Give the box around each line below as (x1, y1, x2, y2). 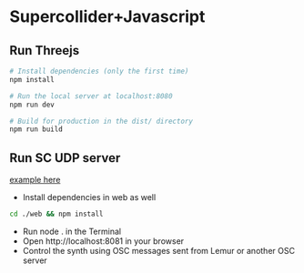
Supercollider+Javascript (9, 6, 206, 27)
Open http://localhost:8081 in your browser (22, 235, 185, 247)
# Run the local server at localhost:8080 (9, 91, 173, 101)
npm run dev (9, 100, 55, 109)
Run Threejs (9, 43, 80, 58)
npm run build (9, 125, 64, 134)
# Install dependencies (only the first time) (9, 66, 189, 76)
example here (9, 175, 61, 186)
